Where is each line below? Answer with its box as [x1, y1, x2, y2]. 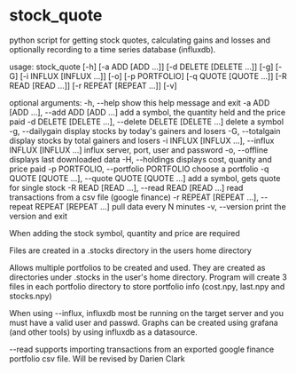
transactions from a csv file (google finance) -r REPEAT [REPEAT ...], [9, 192, 259, 202]
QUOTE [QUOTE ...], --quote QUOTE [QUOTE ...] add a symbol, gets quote [9, 172, 281, 183]
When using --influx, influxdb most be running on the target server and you [9, 307, 284, 318]
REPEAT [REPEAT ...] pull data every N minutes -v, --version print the [35, 201, 286, 211]
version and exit [9, 210, 68, 221]
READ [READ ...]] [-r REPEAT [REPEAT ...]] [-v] [9, 80, 177, 91]
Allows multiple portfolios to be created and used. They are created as [9, 262, 266, 273]
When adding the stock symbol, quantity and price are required [9, 227, 241, 238]
